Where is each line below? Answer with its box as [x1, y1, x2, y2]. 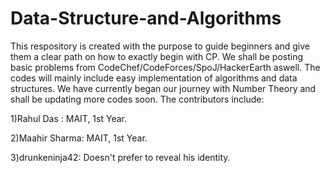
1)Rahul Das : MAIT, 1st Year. [10, 112, 127, 124]
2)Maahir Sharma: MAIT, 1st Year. [10, 132, 148, 144]
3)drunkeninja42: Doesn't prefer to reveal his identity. [10, 151, 231, 163]
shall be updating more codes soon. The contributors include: [10, 93, 265, 105]
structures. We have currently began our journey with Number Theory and [10, 82, 317, 94]
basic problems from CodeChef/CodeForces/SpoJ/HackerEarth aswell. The [10, 61, 321, 73]
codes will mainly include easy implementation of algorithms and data [10, 72, 298, 84]
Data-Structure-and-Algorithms [10, 7, 282, 30]
